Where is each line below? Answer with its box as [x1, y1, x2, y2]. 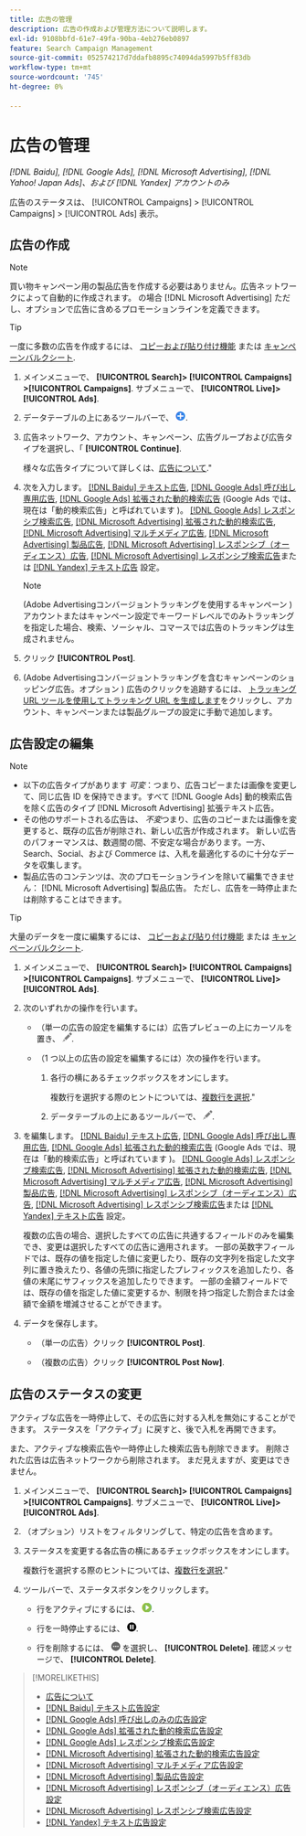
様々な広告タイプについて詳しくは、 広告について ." [22, 463, 213, 474]
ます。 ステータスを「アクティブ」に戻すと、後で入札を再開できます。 [16, 1424, 281, 1435]
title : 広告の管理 [9, 15, 73, 24]
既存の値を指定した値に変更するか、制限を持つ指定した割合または [38, 1287, 288, 1298]
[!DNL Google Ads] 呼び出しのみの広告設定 [45, 1714, 207, 1724]
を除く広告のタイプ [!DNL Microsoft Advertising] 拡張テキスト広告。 [22, 803, 280, 814]
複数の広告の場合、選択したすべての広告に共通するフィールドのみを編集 [22, 1230, 294, 1241]
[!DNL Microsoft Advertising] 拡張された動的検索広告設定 [45, 1748, 260, 1759]
